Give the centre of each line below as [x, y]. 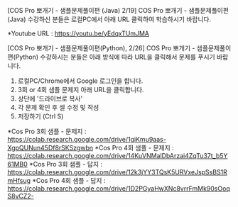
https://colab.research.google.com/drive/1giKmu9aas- [87, 139]
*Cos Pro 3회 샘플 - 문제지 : [47, 131]
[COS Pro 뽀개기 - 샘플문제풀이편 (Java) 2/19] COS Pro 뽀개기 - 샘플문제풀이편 [118, 10]
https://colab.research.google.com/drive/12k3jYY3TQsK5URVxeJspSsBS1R [117, 172]
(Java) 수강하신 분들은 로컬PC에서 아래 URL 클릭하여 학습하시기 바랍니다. [109, 19]
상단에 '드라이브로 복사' [50, 99]
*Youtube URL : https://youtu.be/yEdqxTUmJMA [79, 33]
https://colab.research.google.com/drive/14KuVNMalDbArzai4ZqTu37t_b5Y [118, 156]
